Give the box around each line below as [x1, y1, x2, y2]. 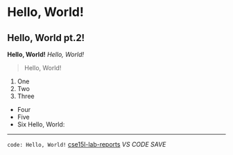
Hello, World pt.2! [7, 32, 85, 44]
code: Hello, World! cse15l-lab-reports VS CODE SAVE [7, 140, 166, 148]
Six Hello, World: [17, 120, 65, 129]
